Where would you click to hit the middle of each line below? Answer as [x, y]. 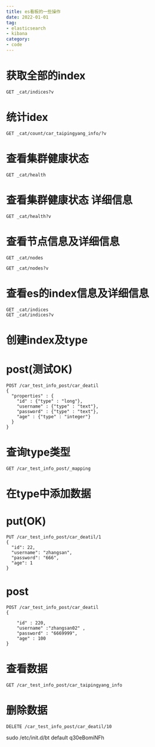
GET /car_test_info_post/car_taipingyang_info [64, 685]
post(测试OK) [39, 369]
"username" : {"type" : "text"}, [58, 406]
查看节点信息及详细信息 [63, 241]
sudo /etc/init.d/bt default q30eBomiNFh [55, 738]
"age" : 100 [31, 638]
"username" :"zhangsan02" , [51, 628]
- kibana [17, 34]
